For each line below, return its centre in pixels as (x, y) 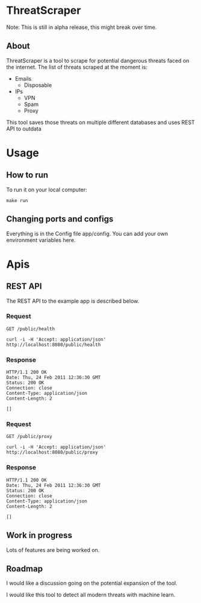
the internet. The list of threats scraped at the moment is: (77, 67)
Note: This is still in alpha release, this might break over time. (82, 27)
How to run (27, 175)
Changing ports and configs (60, 219)
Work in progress (39, 535)
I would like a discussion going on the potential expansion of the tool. (92, 583)
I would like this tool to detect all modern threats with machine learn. (91, 595)
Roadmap (25, 568)
